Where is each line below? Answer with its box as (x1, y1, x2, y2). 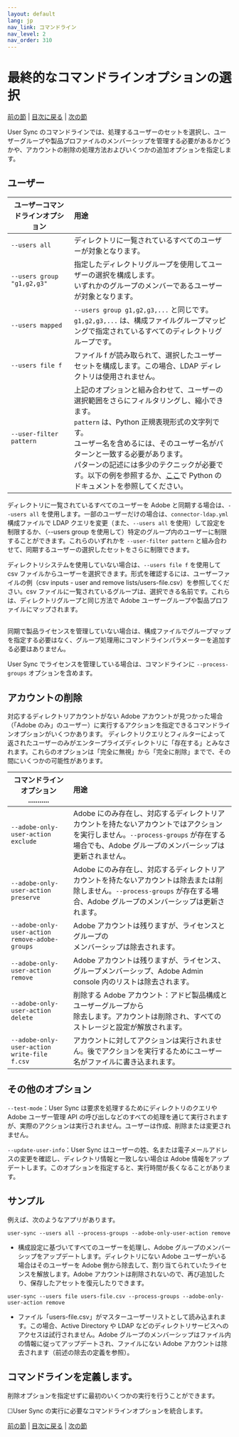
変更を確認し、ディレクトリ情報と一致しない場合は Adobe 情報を (19, 1154, 211, 1163)
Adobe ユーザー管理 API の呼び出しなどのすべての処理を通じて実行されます (7, 1112, 228, 1121)
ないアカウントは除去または (123, 876, 216, 886)
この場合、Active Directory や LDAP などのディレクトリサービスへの (29, 1321, 229, 1329)
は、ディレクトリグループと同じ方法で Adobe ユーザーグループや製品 (7, 596, 210, 604)
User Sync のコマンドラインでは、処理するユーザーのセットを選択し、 (7, 128, 214, 136)
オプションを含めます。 (28, 669, 97, 678)
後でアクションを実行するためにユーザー (87, 1047, 223, 1057)
